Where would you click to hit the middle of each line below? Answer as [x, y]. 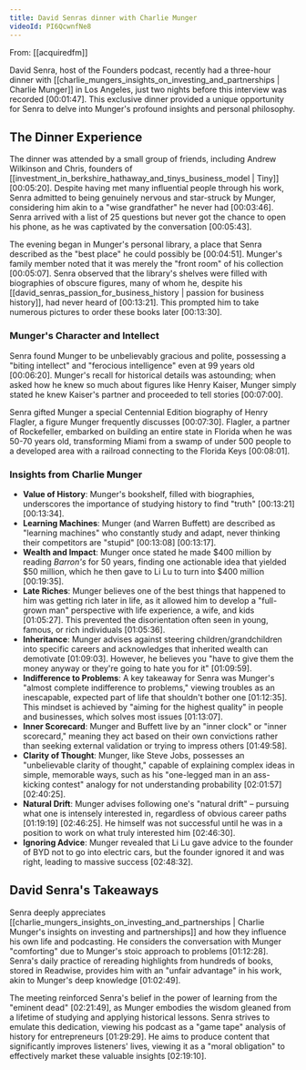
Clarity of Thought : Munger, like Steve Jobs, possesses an [133, 755]
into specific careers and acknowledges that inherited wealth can [145, 648]
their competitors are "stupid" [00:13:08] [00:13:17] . [119, 542]
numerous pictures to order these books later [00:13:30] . [116, 312]
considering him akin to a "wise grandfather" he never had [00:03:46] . [142, 208]
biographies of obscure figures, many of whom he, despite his [126, 283]
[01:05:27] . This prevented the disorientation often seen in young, [145, 619]
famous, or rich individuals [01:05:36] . [94, 629]
